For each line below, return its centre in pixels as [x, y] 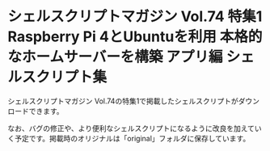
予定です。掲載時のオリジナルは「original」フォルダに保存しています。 [132, 138]
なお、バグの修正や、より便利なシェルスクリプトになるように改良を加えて [131, 128]
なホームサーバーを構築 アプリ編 [115, 57]
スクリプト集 [65, 77]
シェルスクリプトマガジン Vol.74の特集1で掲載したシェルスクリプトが [123, 101]
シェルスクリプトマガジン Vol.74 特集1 [135, 17]
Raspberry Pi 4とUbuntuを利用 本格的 [135, 37]
